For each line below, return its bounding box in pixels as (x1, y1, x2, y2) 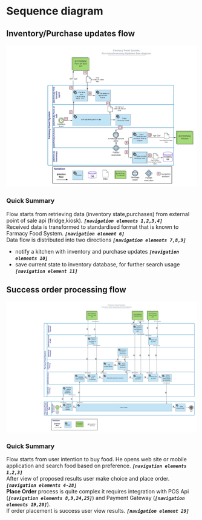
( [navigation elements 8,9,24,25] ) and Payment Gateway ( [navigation (6, 495, 185, 502)
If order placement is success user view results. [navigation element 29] (6, 507, 189, 515)
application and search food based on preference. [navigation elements (6, 462, 187, 470)
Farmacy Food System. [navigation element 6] (6, 229, 125, 237)
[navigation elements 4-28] (6, 482, 77, 489)
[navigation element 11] (15, 268, 78, 274)
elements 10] (15, 255, 48, 262)
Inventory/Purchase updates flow (6, 28, 135, 39)
